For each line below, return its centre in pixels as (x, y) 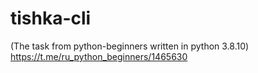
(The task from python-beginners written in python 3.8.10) (130, 46)
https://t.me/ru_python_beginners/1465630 (99, 56)
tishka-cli (51, 18)
